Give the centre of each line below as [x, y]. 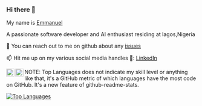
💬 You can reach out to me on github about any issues [73, 46]
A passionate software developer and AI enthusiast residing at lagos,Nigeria [101, 34]
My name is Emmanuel [34, 23]
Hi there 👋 [21, 10]
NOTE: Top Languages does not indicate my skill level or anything [106, 72]
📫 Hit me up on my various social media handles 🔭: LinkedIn [82, 58]
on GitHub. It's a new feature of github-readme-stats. [73, 85]
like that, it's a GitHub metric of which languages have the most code [110, 78]
